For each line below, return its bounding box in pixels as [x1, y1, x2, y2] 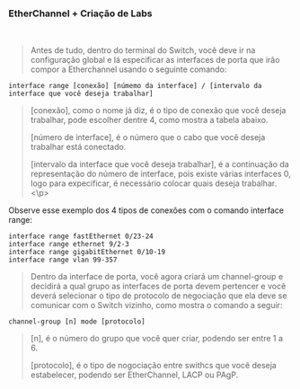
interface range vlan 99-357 [8, 255, 118, 265]
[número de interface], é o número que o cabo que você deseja [30, 132, 266, 143]
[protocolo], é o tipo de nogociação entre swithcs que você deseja [30, 360, 278, 371]
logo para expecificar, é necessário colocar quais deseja [30, 178, 240, 189]
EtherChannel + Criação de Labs [8, 7, 153, 20]
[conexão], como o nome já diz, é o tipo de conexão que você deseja [30, 105, 287, 116]
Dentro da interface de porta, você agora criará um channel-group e [30, 271, 284, 282]
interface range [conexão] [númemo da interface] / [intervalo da [8, 82, 262, 91]
